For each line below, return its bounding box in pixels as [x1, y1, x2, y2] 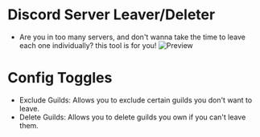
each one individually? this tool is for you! [19, 40, 157, 50]
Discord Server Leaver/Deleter [7, 6, 216, 24]
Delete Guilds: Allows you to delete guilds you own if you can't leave [19, 112, 246, 122]
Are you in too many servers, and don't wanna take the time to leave [19, 32, 246, 42]
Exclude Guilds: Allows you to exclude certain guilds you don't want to [19, 95, 253, 105]
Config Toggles [7, 69, 113, 87]
